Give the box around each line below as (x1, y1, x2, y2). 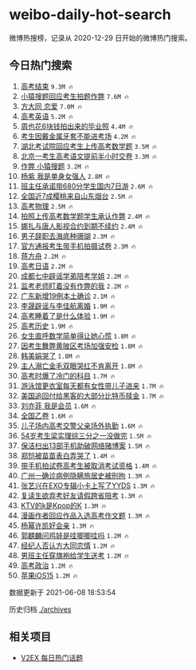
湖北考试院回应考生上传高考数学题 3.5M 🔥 (20, 141, 158, 151)
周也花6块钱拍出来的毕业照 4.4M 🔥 (20, 121, 134, 131)
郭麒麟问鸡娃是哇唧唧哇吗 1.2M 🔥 (20, 530, 130, 540)
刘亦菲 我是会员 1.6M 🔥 (20, 401, 96, 410)
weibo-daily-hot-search (9, 6, 171, 24)
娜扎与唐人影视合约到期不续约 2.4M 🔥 (20, 221, 143, 231)
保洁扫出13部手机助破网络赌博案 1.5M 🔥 (20, 441, 151, 450)
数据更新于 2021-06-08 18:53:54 (9, 587, 116, 597)
